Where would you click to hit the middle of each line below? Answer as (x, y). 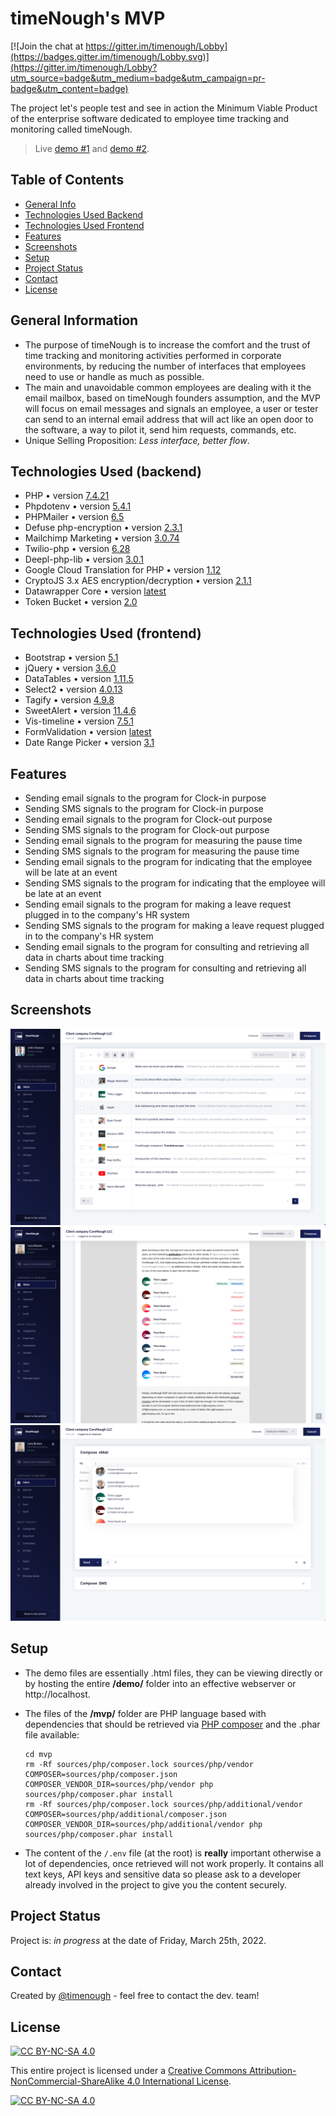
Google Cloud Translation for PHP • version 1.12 (123, 570)
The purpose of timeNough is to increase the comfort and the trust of (167, 344)
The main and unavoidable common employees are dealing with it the (168, 387)
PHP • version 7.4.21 (67, 496)
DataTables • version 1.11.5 (79, 679)
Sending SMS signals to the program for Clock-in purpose (144, 808)
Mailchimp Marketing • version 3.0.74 (102, 538)
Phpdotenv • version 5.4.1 (78, 506)
